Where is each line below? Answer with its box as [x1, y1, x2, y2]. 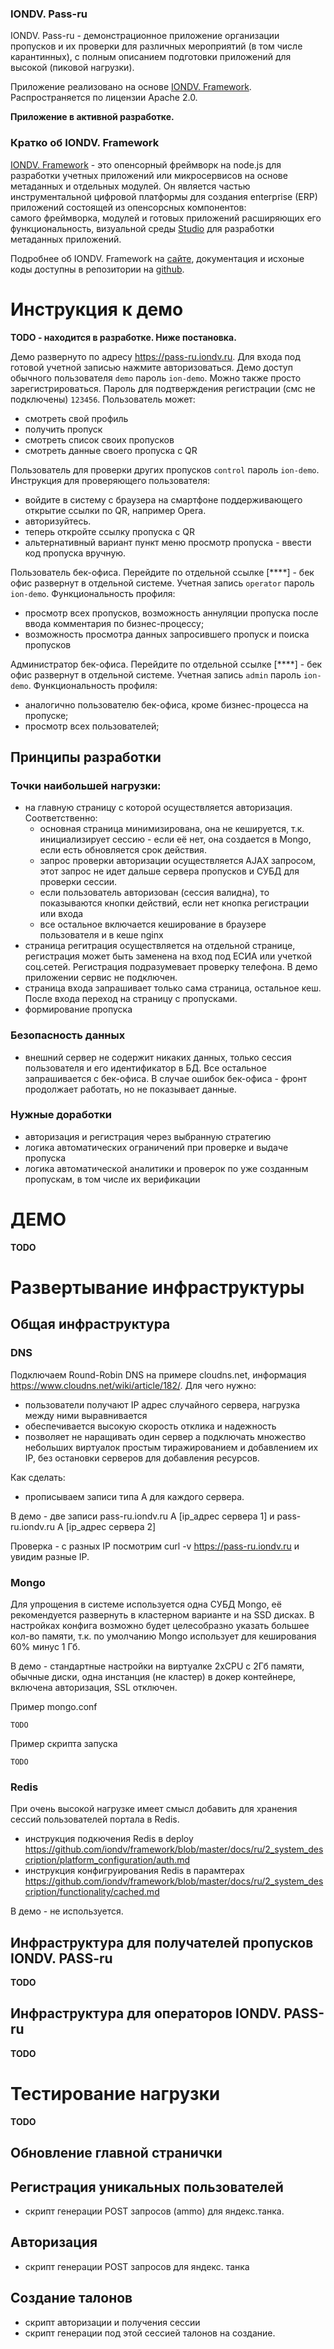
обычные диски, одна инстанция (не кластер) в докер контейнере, [10, 1670, 297, 1682]
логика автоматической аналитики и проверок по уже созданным [24, 1162, 309, 1174]
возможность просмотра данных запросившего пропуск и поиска [24, 628, 310, 640]
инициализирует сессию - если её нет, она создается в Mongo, [39, 833, 312, 846]
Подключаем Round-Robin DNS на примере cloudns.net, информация [10, 1368, 307, 1381]
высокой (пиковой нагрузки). [10, 62, 135, 74]
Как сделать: [10, 1471, 66, 1483]
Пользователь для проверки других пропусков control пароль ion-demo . [10, 463, 320, 476]
